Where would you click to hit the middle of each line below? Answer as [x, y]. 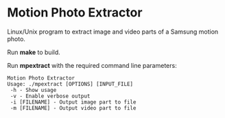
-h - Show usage [33, 90]
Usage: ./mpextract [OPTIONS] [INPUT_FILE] [70, 84]
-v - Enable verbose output [50, 96]
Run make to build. [34, 52]
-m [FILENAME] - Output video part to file [73, 108]
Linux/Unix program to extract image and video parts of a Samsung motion [113, 32]
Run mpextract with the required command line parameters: [92, 65]
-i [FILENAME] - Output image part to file [73, 102]
